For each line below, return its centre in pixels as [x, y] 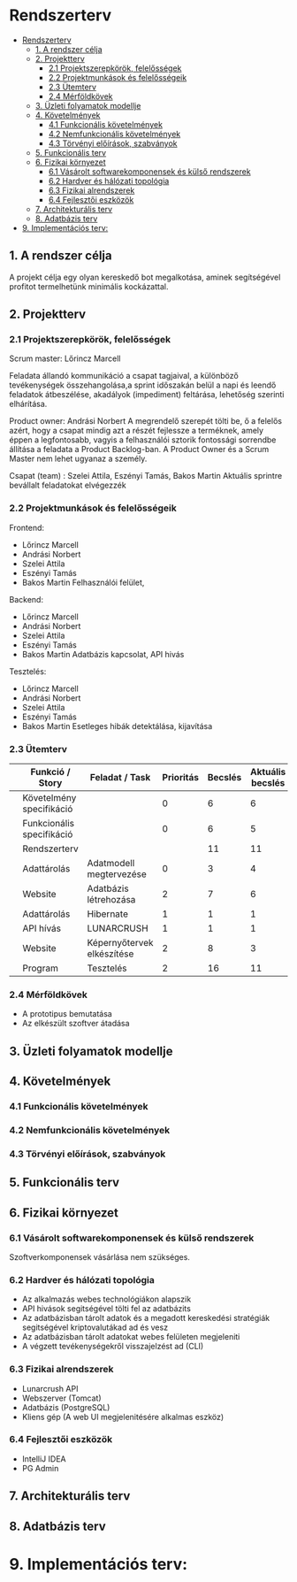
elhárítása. [28, 404]
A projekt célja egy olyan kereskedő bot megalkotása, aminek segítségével [145, 277]
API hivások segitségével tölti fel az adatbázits [107, 1309]
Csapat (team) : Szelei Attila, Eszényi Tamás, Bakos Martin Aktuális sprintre [146, 476]
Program [41, 968]
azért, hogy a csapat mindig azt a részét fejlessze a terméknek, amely [136, 431]
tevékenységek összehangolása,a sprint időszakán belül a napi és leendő [143, 385]
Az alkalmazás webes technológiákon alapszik [107, 1299]
